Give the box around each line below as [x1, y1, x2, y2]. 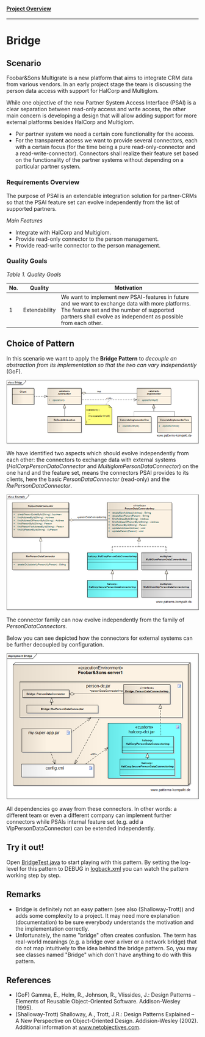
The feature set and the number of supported [60, 306, 175, 313]
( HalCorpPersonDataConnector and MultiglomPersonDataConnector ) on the [6, 462, 199, 470]
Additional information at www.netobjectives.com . [15, 1024, 141, 1031]
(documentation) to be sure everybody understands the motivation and [15, 918, 194, 926]
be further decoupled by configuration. [6, 641, 104, 648]
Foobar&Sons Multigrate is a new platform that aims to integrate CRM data [6, 74, 193, 82]
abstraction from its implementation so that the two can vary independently [6, 361, 197, 368]
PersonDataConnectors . [6, 623, 67, 630]
